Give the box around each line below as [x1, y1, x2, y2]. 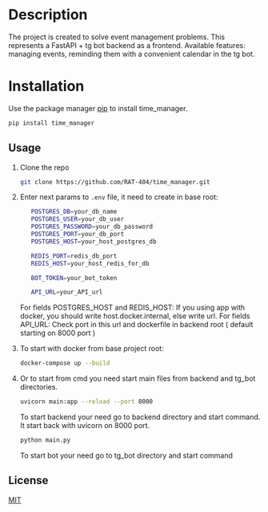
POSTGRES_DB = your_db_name [30, 208, 118, 216]
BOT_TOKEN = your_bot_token [30, 274, 118, 282]
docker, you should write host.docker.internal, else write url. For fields [19, 311, 250, 321]
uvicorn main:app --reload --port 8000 [19, 398, 154, 406]
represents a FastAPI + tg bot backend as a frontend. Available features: [8, 40, 246, 50]
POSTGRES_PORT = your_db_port [30, 230, 125, 238]
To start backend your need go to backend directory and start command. [19, 412, 261, 422]
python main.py [19, 436, 71, 445]
